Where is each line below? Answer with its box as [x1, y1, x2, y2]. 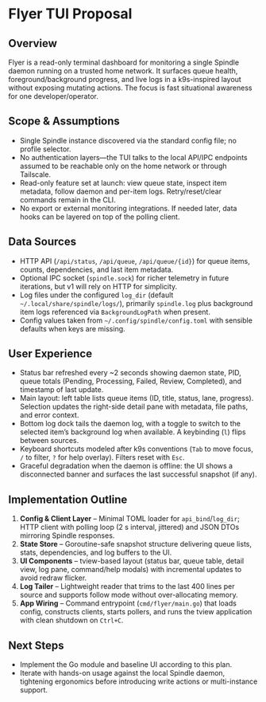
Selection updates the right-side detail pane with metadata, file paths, [19, 402, 249, 411]
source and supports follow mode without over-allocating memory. [19, 590, 238, 600]
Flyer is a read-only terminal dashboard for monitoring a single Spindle [8, 57, 240, 67]
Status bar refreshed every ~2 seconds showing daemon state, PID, [19, 368, 242, 378]
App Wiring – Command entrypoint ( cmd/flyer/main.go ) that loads [19, 598, 237, 608]
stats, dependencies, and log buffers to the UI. [19, 547, 172, 558]
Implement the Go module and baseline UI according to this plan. [19, 660, 233, 669]
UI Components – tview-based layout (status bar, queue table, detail [19, 556, 245, 566]
